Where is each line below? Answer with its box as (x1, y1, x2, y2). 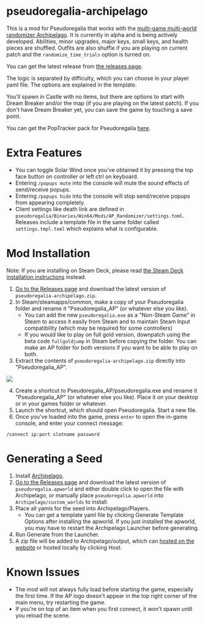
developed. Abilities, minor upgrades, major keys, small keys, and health (6, 37, 188, 45)
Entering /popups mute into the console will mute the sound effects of (15, 179, 190, 187)
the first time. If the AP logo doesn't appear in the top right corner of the (15, 592, 197, 599)
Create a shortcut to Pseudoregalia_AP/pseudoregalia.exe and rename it (15, 387, 198, 394)
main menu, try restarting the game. (15, 599, 106, 606)
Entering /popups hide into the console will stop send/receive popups (15, 192, 190, 200)
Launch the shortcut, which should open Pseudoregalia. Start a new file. (15, 406, 198, 414)
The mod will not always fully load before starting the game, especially (15, 585, 194, 593)
